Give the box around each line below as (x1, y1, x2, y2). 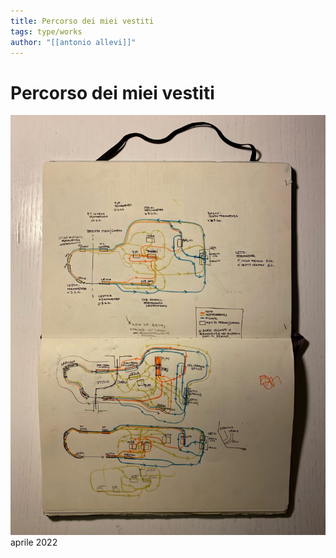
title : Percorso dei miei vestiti (10, 16, 155, 26)
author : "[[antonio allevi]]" (10, 37, 137, 47)
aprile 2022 (10, 536, 58, 549)
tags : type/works (10, 26, 83, 37)
